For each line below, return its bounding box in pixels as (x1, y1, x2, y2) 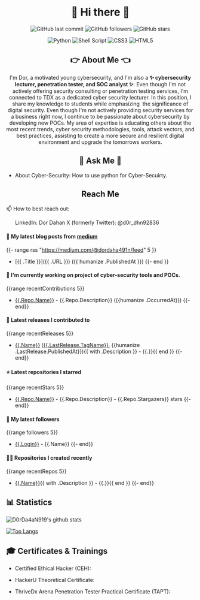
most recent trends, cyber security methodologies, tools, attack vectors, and (6, 125, 195, 132)
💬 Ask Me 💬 (79, 156, 122, 166)
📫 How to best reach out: (6, 205, 70, 212)
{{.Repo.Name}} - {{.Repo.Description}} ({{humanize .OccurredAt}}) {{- (14, 296, 190, 303)
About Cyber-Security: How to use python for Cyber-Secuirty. (14, 171, 168, 179)
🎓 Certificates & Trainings (6, 545, 108, 556)
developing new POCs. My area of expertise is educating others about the (9, 119, 192, 126)
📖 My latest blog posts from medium (6, 233, 98, 240)
